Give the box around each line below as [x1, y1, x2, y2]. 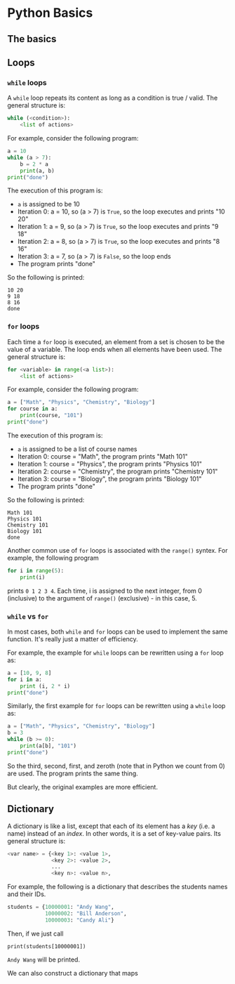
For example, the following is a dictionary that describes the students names [7, 883, 228, 891]
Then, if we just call [7, 929, 64, 938]
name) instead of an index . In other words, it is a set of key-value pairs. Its [7, 829, 221, 837]
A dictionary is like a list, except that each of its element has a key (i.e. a [7, 822, 215, 830]
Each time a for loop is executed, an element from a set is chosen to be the [7, 337, 225, 346]
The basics [7, 33, 57, 45]
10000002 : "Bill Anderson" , [44, 910, 128, 917]
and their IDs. [7, 890, 46, 898]
